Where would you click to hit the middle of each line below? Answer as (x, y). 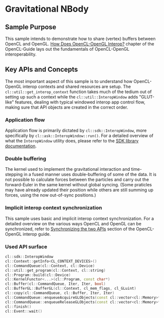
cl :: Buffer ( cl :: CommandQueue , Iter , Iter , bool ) (55, 284)
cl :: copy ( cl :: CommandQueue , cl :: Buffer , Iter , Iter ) (60, 293)
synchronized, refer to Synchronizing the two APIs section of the (70, 229)
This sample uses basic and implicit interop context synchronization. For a (80, 219)
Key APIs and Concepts (41, 70)
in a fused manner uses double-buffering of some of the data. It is (90, 175)
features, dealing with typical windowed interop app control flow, (80, 102)
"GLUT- (147, 97)
